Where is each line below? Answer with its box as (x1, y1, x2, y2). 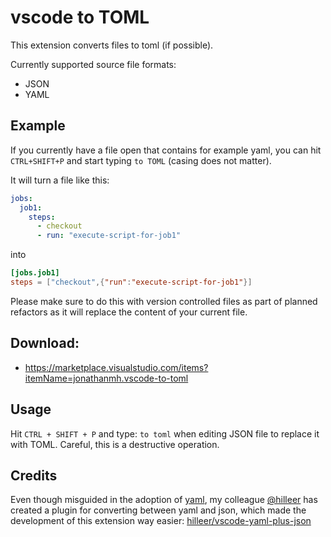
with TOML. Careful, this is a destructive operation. (10, 438, 220, 450)
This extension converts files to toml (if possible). (10, 39, 214, 51)
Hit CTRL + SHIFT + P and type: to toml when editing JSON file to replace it (10, 427, 320, 440)
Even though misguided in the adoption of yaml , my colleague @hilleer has (10, 494, 318, 506)
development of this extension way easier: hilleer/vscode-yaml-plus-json (10, 515, 312, 527)
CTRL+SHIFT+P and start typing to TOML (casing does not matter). (10, 154, 272, 166)
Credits (10, 467, 58, 484)
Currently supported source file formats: (10, 58, 177, 70)
